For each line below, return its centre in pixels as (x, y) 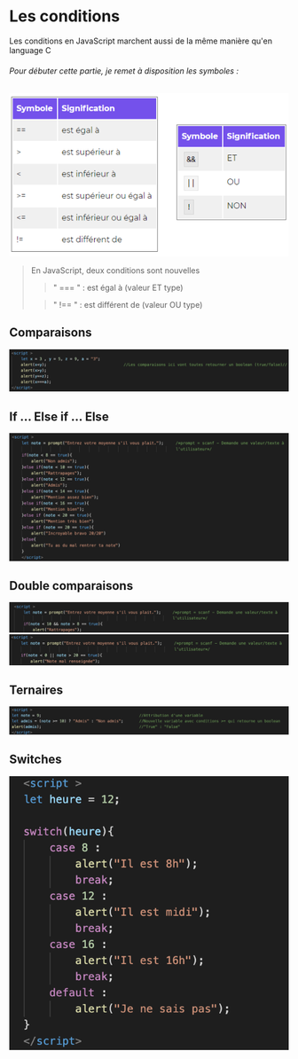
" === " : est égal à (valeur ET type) (118, 287)
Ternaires (36, 690)
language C (30, 50)
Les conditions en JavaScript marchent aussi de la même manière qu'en (141, 41)
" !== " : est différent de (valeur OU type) (128, 304)
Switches (35, 760)
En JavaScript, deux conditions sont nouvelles (115, 270)
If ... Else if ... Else (59, 416)
